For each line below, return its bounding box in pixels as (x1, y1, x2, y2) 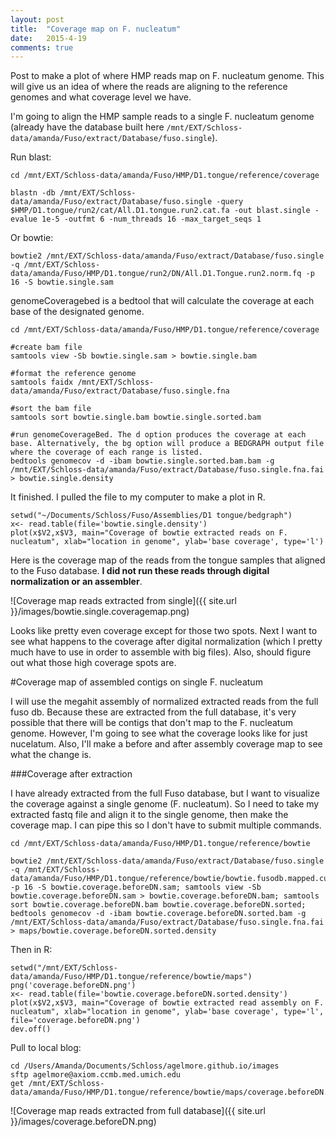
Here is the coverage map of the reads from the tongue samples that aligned (10, 554, 326, 566)
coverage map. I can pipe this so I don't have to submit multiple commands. (10, 819, 322, 831)
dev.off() (10, 1024, 52, 1035)
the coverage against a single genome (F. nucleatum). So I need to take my (10, 798, 320, 810)
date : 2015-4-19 (10, 33, 87, 43)
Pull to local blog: (10, 1042, 82, 1054)
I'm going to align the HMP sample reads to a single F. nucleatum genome (10, 111, 315, 123)
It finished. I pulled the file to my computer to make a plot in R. (10, 491, 266, 503)
